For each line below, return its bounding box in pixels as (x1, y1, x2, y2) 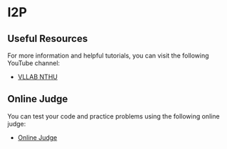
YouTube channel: (7, 59, 60, 67)
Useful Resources (7, 33, 88, 45)
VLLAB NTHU (17, 72, 58, 81)
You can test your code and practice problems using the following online (7, 111, 220, 121)
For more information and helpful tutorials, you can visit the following (7, 51, 209, 60)
